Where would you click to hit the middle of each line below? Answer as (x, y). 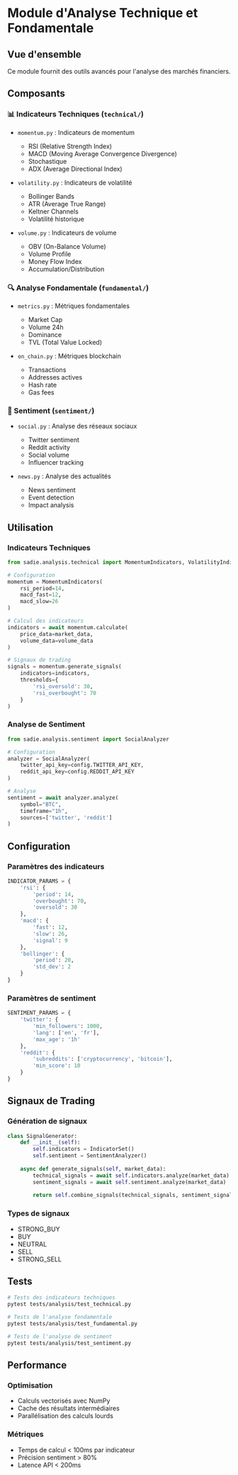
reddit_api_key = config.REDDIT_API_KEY (77, 772)
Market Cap (45, 319)
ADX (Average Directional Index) (75, 169)
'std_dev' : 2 (52, 967)
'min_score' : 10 (57, 1066)
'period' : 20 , (53, 960)
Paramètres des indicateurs (56, 866)
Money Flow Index (55, 261)
